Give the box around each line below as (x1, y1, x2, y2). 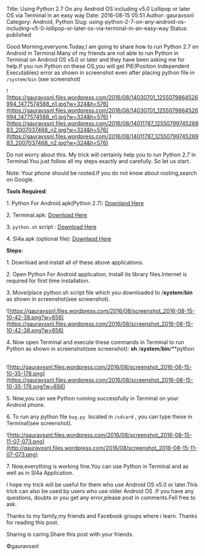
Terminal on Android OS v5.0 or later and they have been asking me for (6, 56, 185, 63)
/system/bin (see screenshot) (6, 76, 81, 82)
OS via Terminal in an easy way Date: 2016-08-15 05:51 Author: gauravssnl (6, 12, 194, 19)
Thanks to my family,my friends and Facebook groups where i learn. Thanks (6, 513, 198, 519)
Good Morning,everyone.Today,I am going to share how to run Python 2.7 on (6, 43, 199, 50)
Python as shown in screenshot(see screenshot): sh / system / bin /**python (6, 345, 195, 352)
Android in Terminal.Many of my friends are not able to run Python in (6, 49, 179, 57)
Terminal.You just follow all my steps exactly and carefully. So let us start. (6, 158, 191, 164)
